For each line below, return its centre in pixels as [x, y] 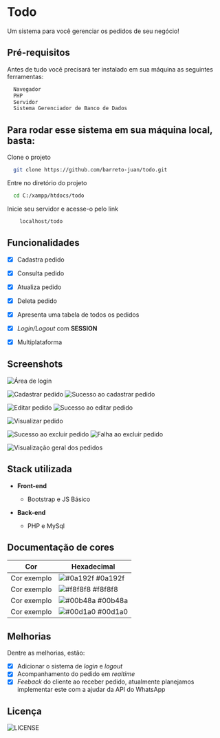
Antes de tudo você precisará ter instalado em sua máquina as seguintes [110, 69]
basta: [21, 141]
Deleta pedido [37, 301]
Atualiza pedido [39, 287]
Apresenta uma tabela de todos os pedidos [78, 315]
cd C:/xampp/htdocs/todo [49, 196]
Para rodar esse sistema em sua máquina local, [110, 130]
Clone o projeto [29, 157]
